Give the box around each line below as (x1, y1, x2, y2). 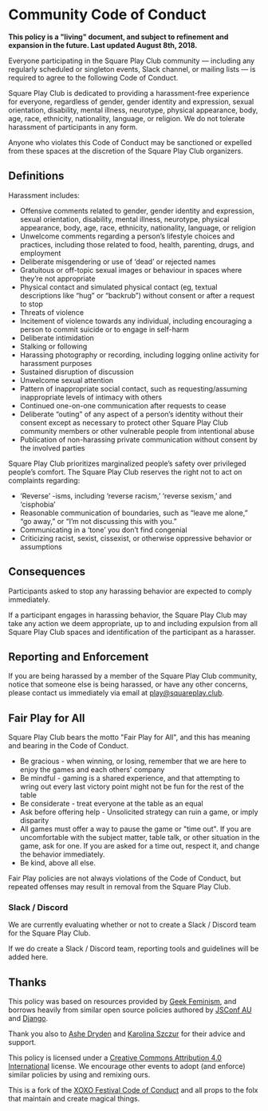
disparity (19, 816, 49, 825)
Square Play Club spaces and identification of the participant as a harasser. (8, 627, 256, 636)
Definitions (8, 169, 65, 183)
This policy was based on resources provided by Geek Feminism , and (8, 997, 237, 1007)
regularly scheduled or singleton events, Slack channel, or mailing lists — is (8, 64, 256, 73)
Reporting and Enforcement (8, 650, 149, 664)
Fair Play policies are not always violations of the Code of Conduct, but (8, 873, 242, 883)
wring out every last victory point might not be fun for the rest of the (19, 782, 245, 791)
